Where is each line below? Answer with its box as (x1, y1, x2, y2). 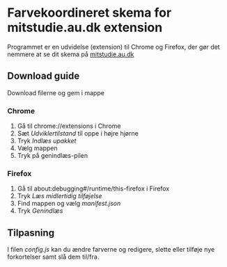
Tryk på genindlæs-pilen (17, 152, 88, 160)
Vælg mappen (17, 144, 58, 152)
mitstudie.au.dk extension (7, 19, 163, 35)
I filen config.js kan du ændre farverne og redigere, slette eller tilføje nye (7, 245, 215, 254)
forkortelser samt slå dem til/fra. (7, 252, 100, 261)
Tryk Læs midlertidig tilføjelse (17, 192, 102, 200)
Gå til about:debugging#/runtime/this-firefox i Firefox (17, 184, 170, 193)
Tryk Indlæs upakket (17, 137, 77, 145)
